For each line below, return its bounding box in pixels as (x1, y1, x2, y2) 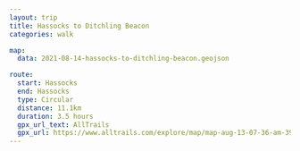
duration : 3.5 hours (17, 112, 94, 121)
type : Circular (17, 95, 74, 104)
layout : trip (9, 13, 58, 22)
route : (9, 71, 34, 80)
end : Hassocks (17, 87, 70, 96)
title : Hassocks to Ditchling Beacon (9, 21, 150, 30)
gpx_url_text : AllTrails (17, 120, 110, 130)
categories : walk (9, 29, 74, 38)
